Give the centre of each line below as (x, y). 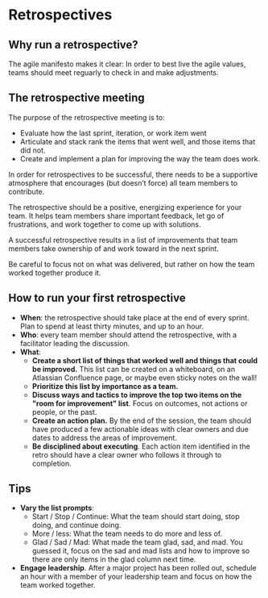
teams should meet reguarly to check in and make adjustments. (113, 73)
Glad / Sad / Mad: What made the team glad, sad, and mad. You (137, 542)
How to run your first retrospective (97, 298)
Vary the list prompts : (57, 508)
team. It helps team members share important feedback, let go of (116, 215)
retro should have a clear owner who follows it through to (127, 454)
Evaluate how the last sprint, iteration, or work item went (113, 133)
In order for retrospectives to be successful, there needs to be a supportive (133, 174)
